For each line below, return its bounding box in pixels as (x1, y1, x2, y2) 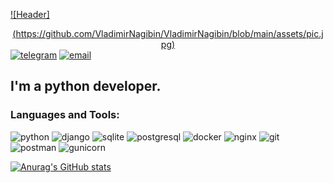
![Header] (10, 9, 50, 20)
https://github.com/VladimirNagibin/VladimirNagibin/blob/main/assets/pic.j (15, 28, 324, 39)
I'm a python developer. (10, 78, 162, 95)
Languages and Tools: (10, 108, 120, 122)
